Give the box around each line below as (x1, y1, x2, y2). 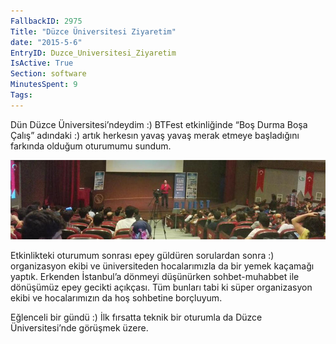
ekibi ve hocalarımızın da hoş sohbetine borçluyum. (10, 292, 223, 304)
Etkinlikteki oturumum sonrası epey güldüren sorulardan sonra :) (10, 250, 275, 262)
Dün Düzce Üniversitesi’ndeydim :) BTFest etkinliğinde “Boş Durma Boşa (10, 118, 308, 130)
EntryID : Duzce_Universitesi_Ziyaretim (10, 48, 177, 58)
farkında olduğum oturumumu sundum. (10, 140, 172, 152)
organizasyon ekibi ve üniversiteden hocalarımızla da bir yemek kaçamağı (10, 260, 315, 272)
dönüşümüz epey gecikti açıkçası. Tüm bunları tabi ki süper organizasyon (10, 281, 313, 294)
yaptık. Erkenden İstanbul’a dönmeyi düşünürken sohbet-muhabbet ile (10, 271, 300, 283)
